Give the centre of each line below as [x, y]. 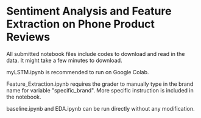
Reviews [28, 37]
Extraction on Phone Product [81, 24]
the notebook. [24, 97]
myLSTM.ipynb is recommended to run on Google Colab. [78, 72]
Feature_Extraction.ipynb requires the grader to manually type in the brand [100, 84]
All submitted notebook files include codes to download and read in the [96, 54]
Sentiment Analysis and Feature [89, 11]
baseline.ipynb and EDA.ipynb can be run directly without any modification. [100, 108]
